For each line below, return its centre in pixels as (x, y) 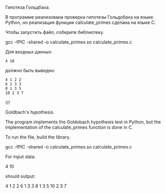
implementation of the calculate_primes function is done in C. (69, 127)
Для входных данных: (29, 52)
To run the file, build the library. (38, 137)
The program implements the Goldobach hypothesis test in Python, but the (83, 122)
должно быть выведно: (30, 70)
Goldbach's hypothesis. (30, 112)
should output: (20, 176)
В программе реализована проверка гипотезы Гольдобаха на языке (79, 17)
